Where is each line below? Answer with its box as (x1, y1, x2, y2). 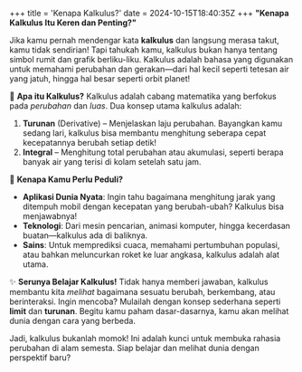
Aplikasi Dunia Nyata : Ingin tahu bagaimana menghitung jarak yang (22, 192, 276, 202)
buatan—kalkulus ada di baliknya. (22, 230, 148, 241)
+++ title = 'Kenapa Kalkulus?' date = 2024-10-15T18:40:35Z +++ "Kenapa (9, 8, 289, 18)
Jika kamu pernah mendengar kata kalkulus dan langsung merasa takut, (9, 35, 280, 45)
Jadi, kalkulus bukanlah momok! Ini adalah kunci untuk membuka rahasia (9, 333, 281, 343)
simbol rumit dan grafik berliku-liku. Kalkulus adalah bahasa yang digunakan (9, 54, 294, 64)
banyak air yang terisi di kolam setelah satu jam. (22, 157, 202, 167)
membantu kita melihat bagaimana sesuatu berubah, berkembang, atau (9, 287, 276, 297)
